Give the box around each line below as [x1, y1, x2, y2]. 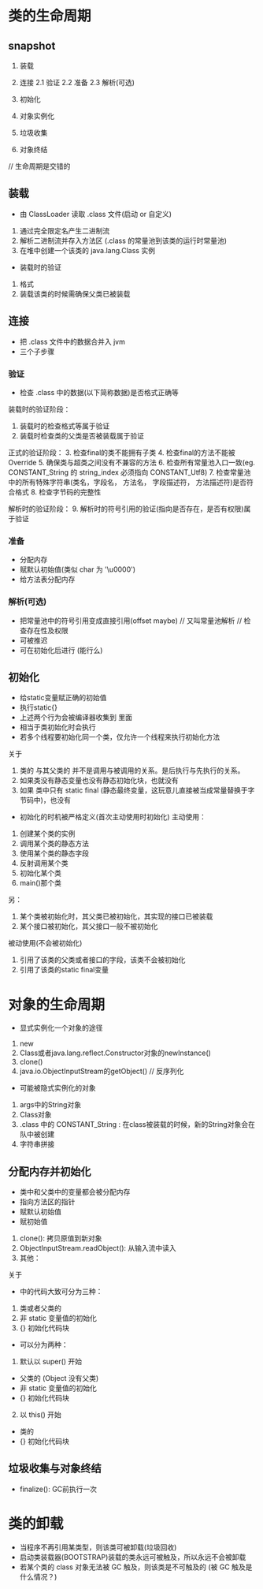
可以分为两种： [19, 1340, 69, 1349]
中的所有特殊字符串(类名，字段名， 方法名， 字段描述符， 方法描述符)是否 [8, 477, 247, 487]
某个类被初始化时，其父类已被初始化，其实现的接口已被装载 [19, 912, 213, 921]
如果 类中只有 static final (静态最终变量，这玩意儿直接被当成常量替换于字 [19, 785, 255, 795]
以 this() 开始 [19, 1410, 61, 1419]
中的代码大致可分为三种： [19, 1287, 103, 1296]
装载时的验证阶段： [8, 404, 71, 414]
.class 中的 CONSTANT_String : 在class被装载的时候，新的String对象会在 [19, 1120, 256, 1129]
